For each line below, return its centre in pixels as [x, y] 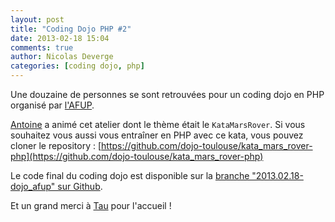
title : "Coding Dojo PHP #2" [71, 29]
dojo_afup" [33, 186]
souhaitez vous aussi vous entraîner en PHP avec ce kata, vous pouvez [157, 135]
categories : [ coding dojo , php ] [77, 66]
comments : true [42, 47]
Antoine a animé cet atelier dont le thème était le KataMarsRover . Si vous [158, 124]
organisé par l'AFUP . [52, 105]
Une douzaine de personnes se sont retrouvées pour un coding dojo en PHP [167, 94]
